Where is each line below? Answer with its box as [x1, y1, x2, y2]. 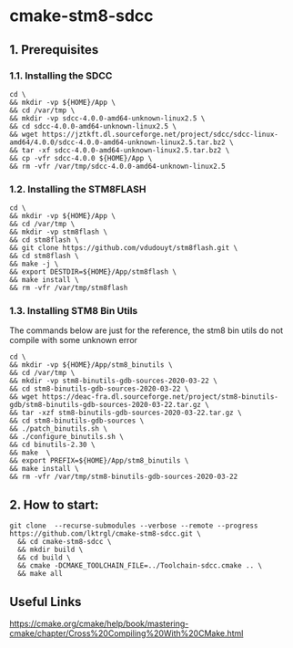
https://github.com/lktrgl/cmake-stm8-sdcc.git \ [9, 529, 202, 538]
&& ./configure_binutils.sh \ [9, 433, 125, 442]
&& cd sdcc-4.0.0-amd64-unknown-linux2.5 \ [9, 121, 177, 131]
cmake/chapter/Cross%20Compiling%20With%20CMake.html [9, 628, 244, 639]
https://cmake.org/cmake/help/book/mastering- [9, 618, 189, 630]
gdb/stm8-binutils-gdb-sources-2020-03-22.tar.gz [9, 401, 202, 410]
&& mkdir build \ [17, 545, 84, 555]
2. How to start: [9, 496, 99, 512]
